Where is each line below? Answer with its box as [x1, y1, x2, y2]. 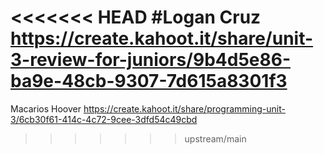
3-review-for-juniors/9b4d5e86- [10, 49, 292, 71]
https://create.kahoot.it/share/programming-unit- [83, 102, 286, 115]
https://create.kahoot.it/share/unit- [10, 27, 314, 50]
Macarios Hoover [10, 102, 82, 115]
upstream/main [184, 132, 247, 145]
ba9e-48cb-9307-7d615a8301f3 [10, 70, 288, 93]
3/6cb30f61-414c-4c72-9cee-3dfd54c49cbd [10, 113, 198, 125]
